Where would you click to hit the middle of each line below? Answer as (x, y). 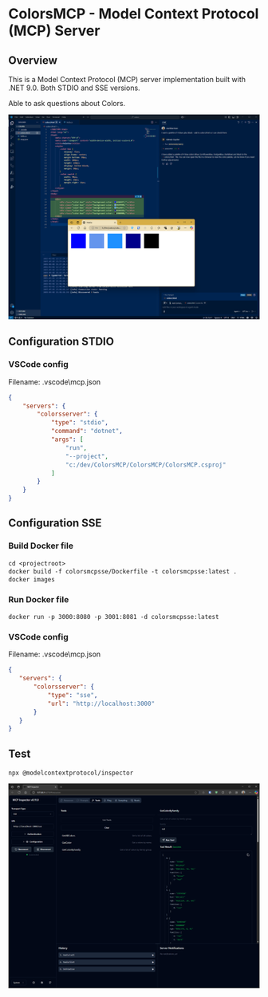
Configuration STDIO (61, 342)
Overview (33, 60)
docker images (32, 579)
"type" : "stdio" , (80, 423)
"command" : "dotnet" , (87, 432)
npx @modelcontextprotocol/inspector (71, 773)
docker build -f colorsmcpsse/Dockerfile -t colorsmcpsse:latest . (123, 571)
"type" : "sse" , (73, 695)
